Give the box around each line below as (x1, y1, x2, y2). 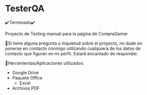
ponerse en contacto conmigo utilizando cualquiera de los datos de (5, 45, 141, 51)
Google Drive (12, 70, 39, 75)
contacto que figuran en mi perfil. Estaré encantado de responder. (5, 50, 138, 56)
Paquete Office (12, 74, 43, 81)
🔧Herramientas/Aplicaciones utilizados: (5, 60, 84, 66)
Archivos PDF (12, 85, 40, 91)
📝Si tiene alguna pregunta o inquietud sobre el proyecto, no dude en (5, 40, 143, 46)
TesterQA (5, 3, 45, 14)
